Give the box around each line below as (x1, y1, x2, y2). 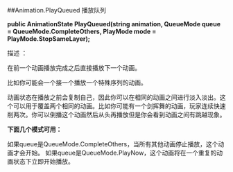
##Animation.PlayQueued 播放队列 (7, 6, 106, 14)
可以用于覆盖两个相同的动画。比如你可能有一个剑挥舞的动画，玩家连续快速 (12, 102, 226, 110)
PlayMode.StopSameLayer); (7, 35, 90, 43)
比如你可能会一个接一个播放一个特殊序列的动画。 (7, 78, 147, 87)
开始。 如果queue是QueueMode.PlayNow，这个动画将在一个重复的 (25, 148, 217, 157)
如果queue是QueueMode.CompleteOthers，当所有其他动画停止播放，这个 (7, 140, 218, 148)
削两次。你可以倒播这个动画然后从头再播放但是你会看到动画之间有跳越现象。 (7, 110, 226, 119)
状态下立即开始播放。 (12, 157, 74, 165)
